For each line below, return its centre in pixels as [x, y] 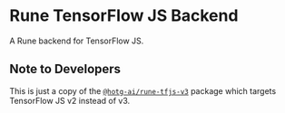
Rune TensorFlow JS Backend [124, 16]
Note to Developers [65, 69]
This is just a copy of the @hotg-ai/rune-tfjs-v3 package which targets [143, 90]
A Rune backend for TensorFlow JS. [77, 41]
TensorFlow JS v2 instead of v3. [70, 100]
